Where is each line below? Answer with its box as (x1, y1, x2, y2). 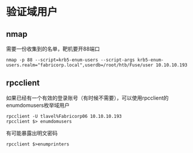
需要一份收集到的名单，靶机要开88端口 (6, 45, 100, 52)
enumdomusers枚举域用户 (6, 101, 70, 108)
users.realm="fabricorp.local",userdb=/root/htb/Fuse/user (6, 62, 154, 68)
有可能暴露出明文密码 (6, 130, 57, 137)
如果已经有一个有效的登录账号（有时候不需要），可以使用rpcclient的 (6, 94, 169, 101)
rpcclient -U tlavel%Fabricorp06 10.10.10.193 (6, 113, 122, 119)
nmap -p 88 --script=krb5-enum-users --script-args (6, 57, 135, 63)
